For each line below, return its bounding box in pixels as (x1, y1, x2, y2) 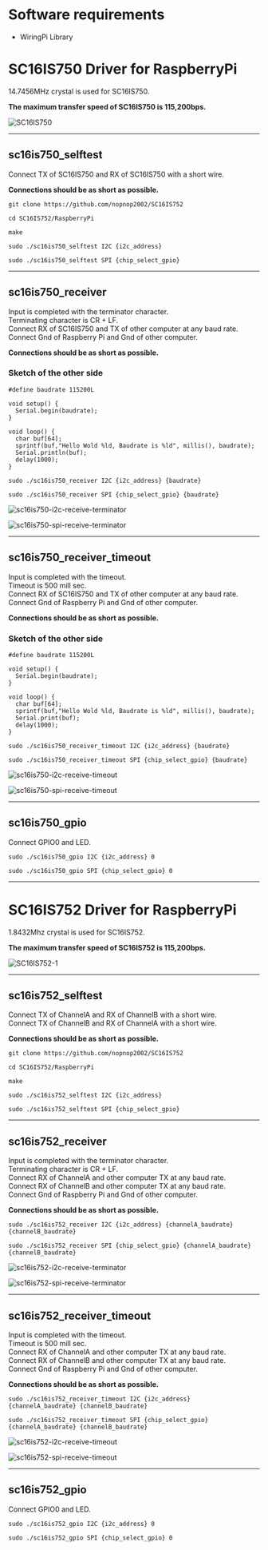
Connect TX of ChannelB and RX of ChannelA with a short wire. (8, 1018, 217, 1028)
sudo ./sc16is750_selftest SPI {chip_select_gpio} (8, 256, 180, 265)
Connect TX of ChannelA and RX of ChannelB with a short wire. (8, 1010, 217, 1020)
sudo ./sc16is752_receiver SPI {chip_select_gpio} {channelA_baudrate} (8, 1241, 251, 1250)
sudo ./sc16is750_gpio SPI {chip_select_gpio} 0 (8, 867, 173, 875)
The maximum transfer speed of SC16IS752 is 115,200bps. (8, 942, 206, 952)
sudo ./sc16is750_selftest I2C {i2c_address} (8, 242, 162, 250)
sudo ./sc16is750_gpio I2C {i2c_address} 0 (8, 853, 156, 861)
